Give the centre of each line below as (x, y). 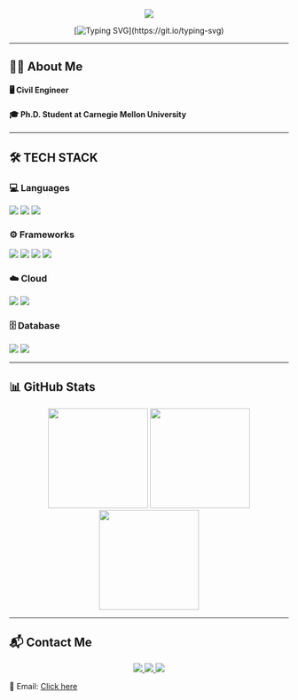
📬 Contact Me (51, 642)
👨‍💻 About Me (46, 67)
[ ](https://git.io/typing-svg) (149, 31)
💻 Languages (39, 187)
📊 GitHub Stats (52, 387)
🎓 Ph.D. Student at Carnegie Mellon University (98, 114)
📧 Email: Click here (43, 687)
